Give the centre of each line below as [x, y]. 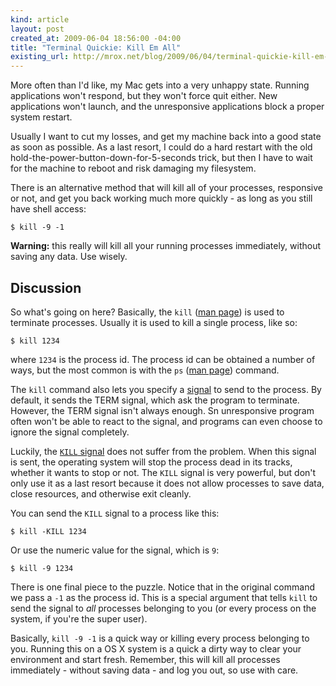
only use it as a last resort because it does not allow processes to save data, [167, 483]
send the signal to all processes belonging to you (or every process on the [163, 608]
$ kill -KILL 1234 [48, 531]
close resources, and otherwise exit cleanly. [101, 493]
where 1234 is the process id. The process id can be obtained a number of [163, 359]
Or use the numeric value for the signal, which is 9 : [115, 550]
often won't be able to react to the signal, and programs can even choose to [166, 421]
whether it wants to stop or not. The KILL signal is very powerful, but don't [163, 472]
